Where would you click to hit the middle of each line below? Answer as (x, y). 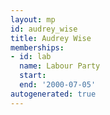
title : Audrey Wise (51, 38)
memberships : (37, 47)
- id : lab (31, 57)
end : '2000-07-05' (58, 85)
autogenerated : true (53, 94)
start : (33, 76)
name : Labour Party (60, 66)
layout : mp (33, 19)
